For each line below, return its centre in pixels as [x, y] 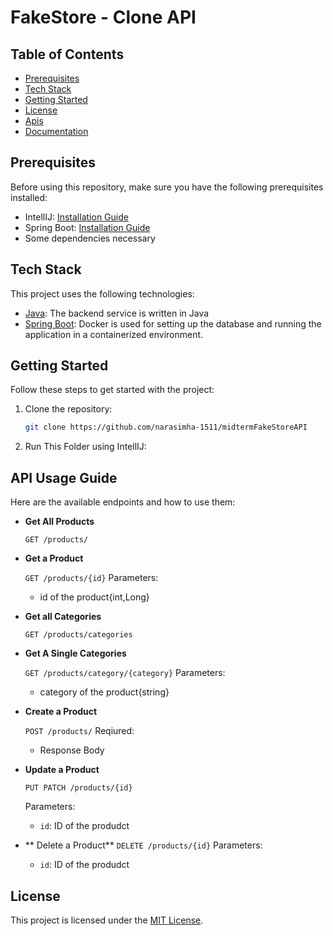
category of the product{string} [104, 692]
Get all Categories [63, 617]
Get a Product [54, 558]
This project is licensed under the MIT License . [107, 920]
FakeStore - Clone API [103, 17]
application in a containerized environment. [114, 334]
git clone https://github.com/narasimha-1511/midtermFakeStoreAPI [166, 427]
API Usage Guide [64, 477]
